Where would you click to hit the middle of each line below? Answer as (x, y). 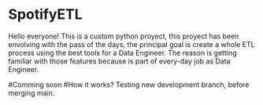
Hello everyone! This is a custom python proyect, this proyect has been (124, 36)
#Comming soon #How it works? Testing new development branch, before (129, 85)
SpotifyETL (45, 14)
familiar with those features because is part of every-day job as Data (119, 61)
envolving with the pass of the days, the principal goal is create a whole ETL (131, 44)
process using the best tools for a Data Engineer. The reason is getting (122, 52)
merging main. (31, 92)
